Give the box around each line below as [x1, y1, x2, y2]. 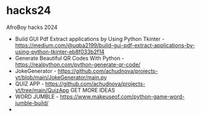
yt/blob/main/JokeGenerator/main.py [14, 74, 107, 81]
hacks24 [6, 4, 51, 17]
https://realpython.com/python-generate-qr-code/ [14, 61, 141, 68]
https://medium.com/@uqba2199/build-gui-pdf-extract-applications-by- [14, 42, 195, 49]
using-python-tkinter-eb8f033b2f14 [14, 48, 104, 55]
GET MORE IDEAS [70, 86, 115, 93]
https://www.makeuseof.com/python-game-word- [60, 93, 185, 100]
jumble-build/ [14, 99, 49, 106]
